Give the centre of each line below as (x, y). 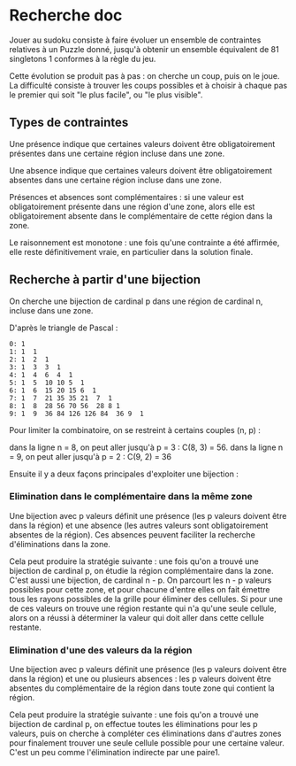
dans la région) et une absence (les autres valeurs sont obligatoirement (139, 525)
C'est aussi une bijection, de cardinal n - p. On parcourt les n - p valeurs (140, 580)
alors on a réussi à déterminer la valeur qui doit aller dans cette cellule (137, 617)
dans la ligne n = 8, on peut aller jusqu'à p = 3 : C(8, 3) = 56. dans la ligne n (146, 447)
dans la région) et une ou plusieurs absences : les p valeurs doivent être (140, 679)
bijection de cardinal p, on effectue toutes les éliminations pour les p (133, 724)
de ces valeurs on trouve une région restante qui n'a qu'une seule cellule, (143, 608)
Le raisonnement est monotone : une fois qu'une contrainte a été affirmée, (144, 242)
